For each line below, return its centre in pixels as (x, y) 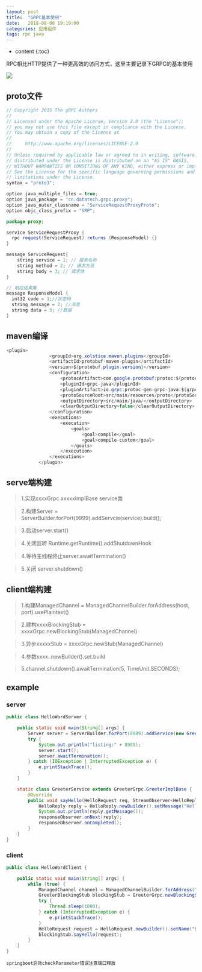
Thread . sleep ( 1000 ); (75, 907)
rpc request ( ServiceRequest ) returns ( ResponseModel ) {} (84, 238)
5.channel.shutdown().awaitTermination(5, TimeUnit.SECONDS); (100, 668)
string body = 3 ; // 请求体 (51, 271)
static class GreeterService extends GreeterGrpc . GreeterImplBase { (105, 789)
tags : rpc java (25, 34)
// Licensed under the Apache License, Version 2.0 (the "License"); (95, 121)
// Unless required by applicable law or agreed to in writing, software (101, 155)
